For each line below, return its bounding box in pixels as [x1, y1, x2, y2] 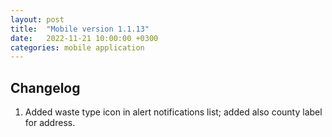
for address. [24, 117, 76, 129]
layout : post [10, 14, 65, 25]
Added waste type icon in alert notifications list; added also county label [24, 106, 323, 118]
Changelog [10, 79, 81, 96]
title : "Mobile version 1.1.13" [10, 24, 150, 34]
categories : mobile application [10, 42, 145, 53]
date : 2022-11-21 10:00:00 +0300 [10, 33, 159, 43]
